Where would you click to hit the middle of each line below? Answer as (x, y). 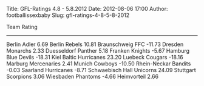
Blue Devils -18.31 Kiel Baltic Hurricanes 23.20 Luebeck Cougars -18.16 (95, 57)
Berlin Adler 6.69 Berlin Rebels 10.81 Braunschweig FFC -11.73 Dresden (95, 44)
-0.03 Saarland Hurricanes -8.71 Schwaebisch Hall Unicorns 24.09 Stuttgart (101, 70)
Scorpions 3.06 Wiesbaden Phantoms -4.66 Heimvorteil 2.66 (83, 76)
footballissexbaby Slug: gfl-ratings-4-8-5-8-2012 (68, 15)
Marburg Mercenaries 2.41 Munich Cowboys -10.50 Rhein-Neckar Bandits (99, 64)
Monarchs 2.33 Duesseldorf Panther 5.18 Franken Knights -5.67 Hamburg (98, 51)
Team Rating (22, 27)
